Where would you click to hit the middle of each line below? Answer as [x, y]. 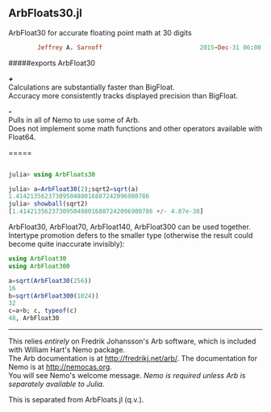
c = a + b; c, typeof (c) [43, 311]
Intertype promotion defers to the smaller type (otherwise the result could [131, 235]
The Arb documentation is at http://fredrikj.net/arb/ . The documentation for [133, 359]
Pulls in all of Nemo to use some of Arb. [74, 119]
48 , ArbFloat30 [34, 318]
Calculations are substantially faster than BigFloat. [92, 87]
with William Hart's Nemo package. [67, 350]
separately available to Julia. [56, 384]
